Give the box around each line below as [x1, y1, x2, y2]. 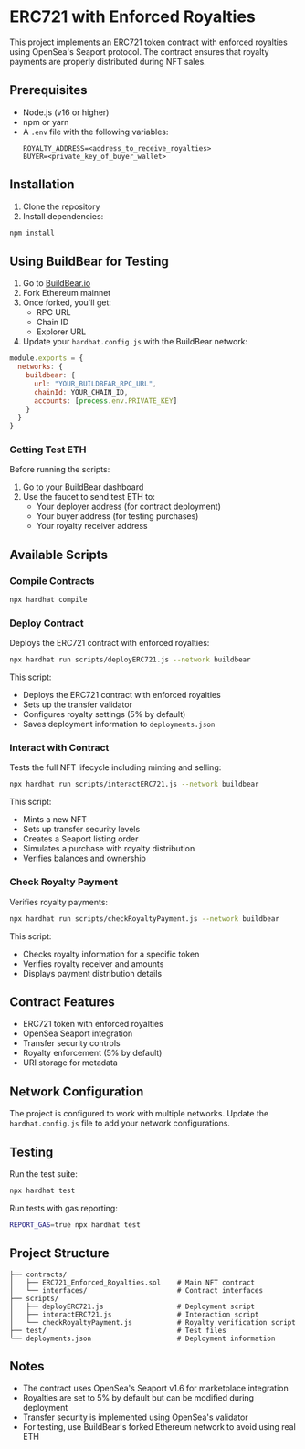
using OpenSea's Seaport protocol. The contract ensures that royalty [9, 46, 269, 57]
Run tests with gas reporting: [9, 1202, 119, 1213]
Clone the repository [22, 201, 100, 212]
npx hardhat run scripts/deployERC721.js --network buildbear [9, 655, 251, 664]
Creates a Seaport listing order [22, 833, 139, 844]
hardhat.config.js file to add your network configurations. [9, 1117, 231, 1129]
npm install [9, 228, 55, 238]
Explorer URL [36, 326, 87, 337]
